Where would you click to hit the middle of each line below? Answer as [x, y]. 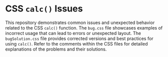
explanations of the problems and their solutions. [56, 49]
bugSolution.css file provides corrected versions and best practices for [79, 38]
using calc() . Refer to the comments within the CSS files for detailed [76, 43]
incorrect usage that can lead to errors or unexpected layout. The [73, 33]
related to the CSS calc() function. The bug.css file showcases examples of [84, 27]
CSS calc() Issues [44, 9]
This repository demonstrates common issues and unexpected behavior [80, 22]
